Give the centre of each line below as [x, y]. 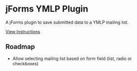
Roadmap [20, 47]
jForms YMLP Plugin [47, 9]
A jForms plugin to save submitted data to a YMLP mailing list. [67, 22]
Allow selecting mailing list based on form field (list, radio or [72, 58]
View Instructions [23, 31]
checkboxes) [25, 63]
